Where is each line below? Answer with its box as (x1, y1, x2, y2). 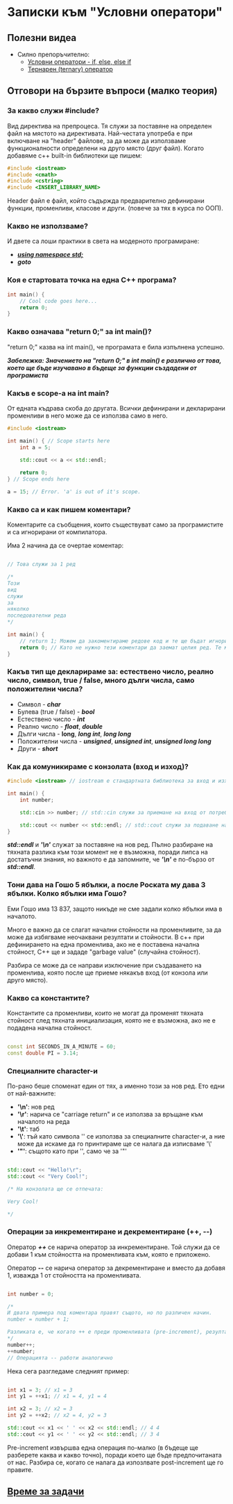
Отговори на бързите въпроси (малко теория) (7, 85, 218, 97)
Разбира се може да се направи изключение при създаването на (7, 961, 202, 969)
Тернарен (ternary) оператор (27, 65, 113, 73)
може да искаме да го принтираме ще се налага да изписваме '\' (17, 1140, 212, 1148)
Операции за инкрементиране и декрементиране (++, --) (7, 1227, 213, 1237)
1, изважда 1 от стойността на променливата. (7, 1271, 141, 1279)
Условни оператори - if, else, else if (27, 58, 132, 66)
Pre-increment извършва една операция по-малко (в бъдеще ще (7, 1443, 199, 1452)
